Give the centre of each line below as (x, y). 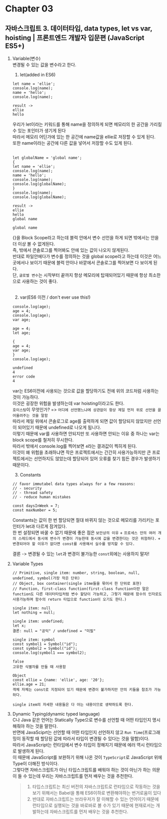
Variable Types (28, 564)
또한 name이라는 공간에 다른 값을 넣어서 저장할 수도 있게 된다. (73, 143)
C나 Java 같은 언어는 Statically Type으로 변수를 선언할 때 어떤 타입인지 (82, 720)
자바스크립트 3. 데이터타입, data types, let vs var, (79, 28)
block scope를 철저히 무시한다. (43, 440)
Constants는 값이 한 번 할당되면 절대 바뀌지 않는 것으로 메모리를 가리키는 (83, 520)
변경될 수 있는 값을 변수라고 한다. (44, 65)
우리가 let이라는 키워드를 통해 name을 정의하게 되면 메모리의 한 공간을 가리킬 (87, 124)
